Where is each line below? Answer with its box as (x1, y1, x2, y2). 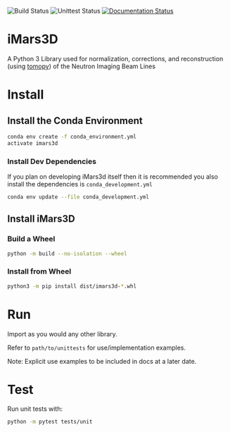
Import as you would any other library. (7, 329, 117, 338)
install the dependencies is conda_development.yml (7, 179, 153, 188)
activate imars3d (7, 139, 58, 147)
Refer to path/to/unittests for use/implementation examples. (7, 343, 186, 352)
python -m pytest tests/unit (7, 419, 93, 426)
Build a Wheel (7, 234, 56, 244)
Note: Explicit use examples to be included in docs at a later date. (7, 357, 197, 365)
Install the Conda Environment (7, 115, 143, 127)
